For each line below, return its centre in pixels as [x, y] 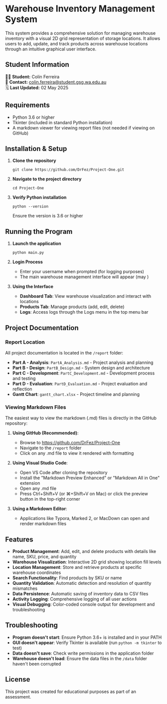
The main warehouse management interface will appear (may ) [84, 277]
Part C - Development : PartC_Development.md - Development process [83, 373]
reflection [22, 389]
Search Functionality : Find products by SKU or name [67, 578]
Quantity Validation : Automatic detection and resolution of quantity [82, 583]
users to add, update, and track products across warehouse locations [77, 43]
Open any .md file [38, 489]
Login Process [28, 262]
